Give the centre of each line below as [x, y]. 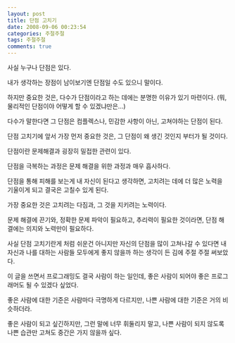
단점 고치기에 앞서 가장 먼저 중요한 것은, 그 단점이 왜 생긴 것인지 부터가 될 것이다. [118, 136]
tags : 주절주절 [26, 40]
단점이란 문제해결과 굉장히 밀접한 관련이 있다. [69, 151]
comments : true [30, 46]
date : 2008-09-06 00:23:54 [47, 27]
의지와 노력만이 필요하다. [60, 229]
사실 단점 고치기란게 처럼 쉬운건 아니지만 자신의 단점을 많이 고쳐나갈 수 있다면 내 [117, 243]
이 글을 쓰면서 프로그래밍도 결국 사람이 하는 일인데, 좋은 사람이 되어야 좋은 [108, 276]
